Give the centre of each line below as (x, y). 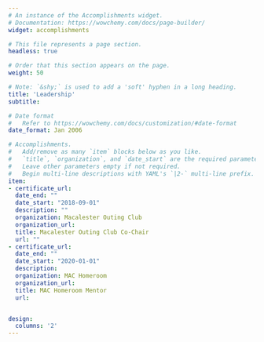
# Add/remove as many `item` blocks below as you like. (105, 152)
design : (21, 318)
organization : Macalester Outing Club (79, 217)
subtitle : (24, 102)
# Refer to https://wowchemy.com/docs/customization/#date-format (123, 123)
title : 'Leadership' (42, 94)
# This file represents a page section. (75, 44)
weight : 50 (26, 73)
